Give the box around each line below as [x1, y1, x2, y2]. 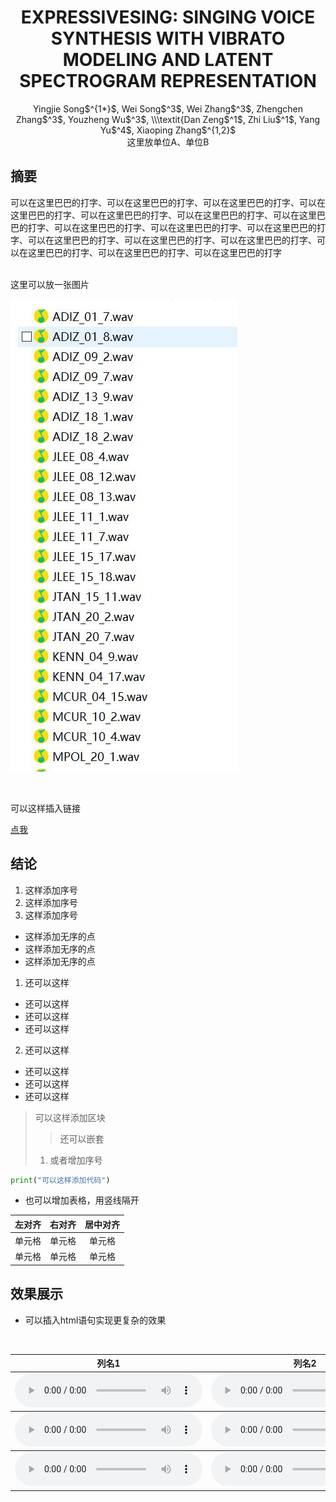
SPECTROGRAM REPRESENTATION [19, 70, 317, 93]
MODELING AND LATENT [62, 49, 274, 71]
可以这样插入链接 [10, 802, 81, 814]
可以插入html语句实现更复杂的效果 [24, 1314, 167, 1326]
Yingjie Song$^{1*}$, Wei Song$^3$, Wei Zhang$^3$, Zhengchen [32, 102, 304, 115]
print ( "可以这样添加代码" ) [10, 1175, 111, 1185]
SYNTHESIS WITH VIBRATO [50, 27, 286, 50]
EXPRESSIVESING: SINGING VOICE [20, 6, 316, 29]
